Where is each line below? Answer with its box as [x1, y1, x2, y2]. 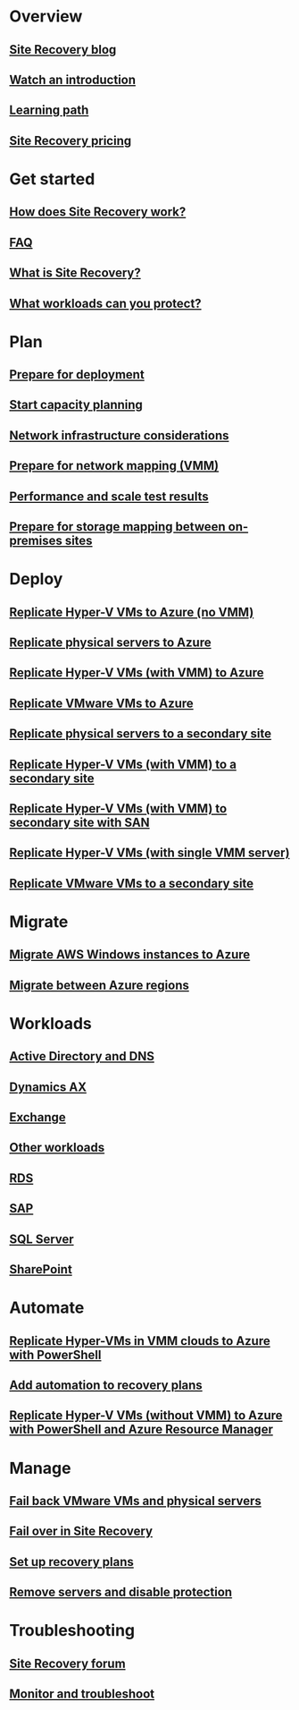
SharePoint [9, 1262, 73, 1277]
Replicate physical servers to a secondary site [9, 727, 272, 742]
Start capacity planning [9, 397, 143, 413]
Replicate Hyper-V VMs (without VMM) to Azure [9, 1408, 283, 1424]
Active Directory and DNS [9, 1049, 154, 1064]
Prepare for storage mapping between [9, 519, 226, 534]
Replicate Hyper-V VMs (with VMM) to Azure [9, 665, 264, 681]
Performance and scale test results [9, 489, 209, 504]
